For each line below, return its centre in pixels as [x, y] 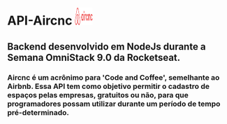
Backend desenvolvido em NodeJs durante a [107, 47]
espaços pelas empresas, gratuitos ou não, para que [98, 95]
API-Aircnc [40, 21]
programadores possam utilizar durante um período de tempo [114, 104]
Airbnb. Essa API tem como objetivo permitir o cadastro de [108, 86]
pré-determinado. [38, 112]
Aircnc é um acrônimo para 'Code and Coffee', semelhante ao [113, 77]
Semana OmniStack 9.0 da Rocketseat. [94, 57]
